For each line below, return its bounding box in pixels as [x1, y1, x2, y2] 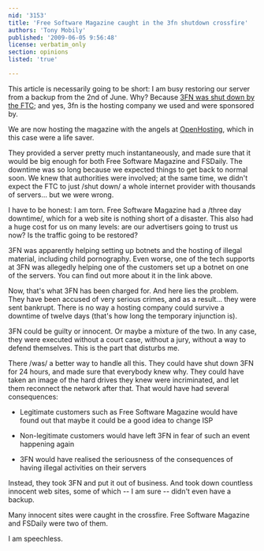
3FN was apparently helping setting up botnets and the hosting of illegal [8, 245, 243, 255]
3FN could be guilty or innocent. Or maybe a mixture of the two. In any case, [8, 326, 257, 336]
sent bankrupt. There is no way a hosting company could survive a [8, 303, 225, 312]
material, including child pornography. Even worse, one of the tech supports [8, 254, 255, 263]
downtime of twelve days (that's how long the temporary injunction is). [8, 311, 238, 320]
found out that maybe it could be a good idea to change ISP [19, 415, 214, 425]
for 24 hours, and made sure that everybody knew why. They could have [8, 367, 244, 376]
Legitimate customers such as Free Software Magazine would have [19, 407, 238, 416]
